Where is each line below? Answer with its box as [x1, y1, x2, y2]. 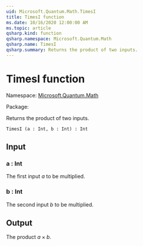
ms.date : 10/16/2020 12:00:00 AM [6, 19, 88, 25]
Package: [6, 103, 29, 110]
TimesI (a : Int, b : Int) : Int [6, 126, 88, 132]
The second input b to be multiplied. [6, 201, 94, 208]
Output [6, 218, 32, 228]
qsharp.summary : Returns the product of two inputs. [6, 47, 138, 53]
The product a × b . [6, 234, 52, 241]
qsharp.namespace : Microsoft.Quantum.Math [6, 36, 112, 42]
